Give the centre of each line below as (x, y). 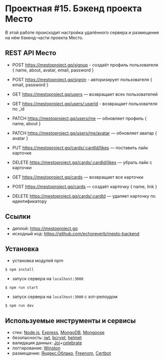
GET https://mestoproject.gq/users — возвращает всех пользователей (85, 94)
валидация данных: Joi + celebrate (47, 343)
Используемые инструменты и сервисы (70, 321)
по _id (18, 109)
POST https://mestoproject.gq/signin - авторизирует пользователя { (82, 79)
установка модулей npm (38, 261)
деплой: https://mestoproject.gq (45, 228)
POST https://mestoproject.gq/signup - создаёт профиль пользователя (85, 65)
